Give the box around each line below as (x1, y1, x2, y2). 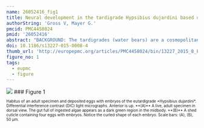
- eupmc (12, 65, 32, 72)
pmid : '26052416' (6, 32, 50, 38)
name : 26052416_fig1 (6, 8, 59, 15)
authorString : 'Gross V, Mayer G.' (6, 20, 97, 26)
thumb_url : (6, 49, 34, 55)
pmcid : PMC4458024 (6, 25, 53, 32)
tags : (6, 59, 20, 66)
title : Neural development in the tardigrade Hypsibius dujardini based (6, 15, 194, 21)
